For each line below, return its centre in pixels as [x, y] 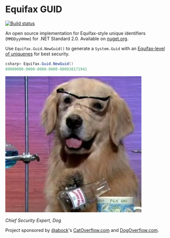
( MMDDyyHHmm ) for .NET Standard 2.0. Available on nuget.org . [67, 39]
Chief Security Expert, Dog [33, 220]
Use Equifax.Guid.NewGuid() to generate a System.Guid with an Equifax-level [85, 48]
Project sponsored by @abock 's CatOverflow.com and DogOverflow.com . [82, 230]
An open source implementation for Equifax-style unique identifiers [75, 33]
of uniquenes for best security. [38, 54]
